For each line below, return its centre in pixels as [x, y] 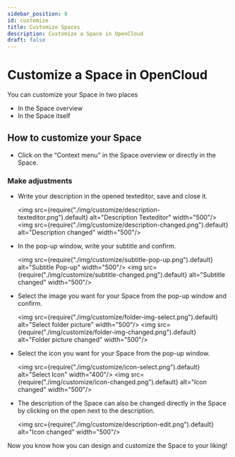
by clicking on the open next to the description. [86, 411]
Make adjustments [40, 181]
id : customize [28, 20]
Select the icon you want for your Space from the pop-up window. [114, 353]
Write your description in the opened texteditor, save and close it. [113, 196]
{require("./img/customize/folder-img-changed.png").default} [107, 332]
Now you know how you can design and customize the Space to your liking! [117, 446]
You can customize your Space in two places [73, 95]
